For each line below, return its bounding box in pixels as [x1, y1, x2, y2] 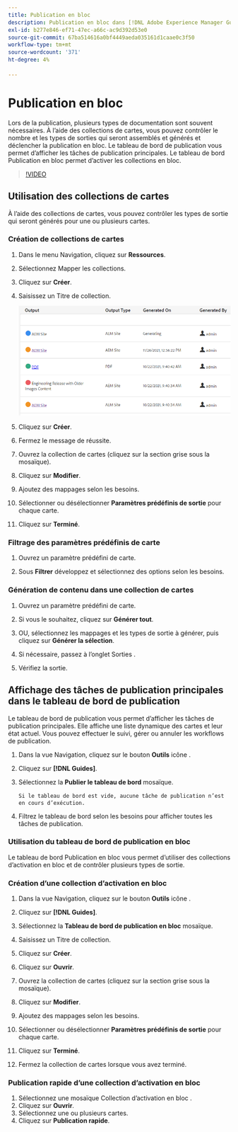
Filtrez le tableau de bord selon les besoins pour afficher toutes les [18, 811, 213, 821]
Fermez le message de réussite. [18, 436, 112, 445]
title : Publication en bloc [8, 11, 91, 18]
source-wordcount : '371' [8, 49, 81, 56]
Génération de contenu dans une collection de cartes [8, 585, 194, 595]
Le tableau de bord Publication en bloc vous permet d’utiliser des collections [8, 853, 231, 862]
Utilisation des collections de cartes [8, 190, 169, 202]
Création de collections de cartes [8, 234, 124, 244]
